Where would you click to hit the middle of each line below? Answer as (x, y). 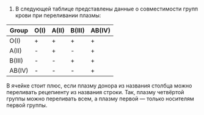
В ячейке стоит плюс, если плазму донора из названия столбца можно (99, 86)
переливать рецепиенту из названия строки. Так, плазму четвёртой (95, 92)
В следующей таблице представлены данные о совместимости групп (107, 9)
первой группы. (27, 105)
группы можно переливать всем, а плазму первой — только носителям (100, 98)
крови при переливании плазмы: (58, 15)
